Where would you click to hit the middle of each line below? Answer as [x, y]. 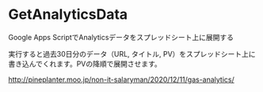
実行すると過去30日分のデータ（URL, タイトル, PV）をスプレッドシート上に [132, 53]
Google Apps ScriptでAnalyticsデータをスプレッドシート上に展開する [121, 37]
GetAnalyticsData [68, 15]
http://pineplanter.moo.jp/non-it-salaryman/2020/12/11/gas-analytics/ [122, 79]
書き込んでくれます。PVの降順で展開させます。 [85, 64]
